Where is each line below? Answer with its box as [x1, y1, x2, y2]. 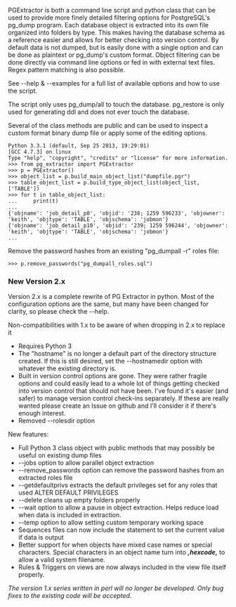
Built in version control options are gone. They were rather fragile [18, 372, 207, 380]
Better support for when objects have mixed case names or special [18, 540, 213, 549]
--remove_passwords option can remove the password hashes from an [18, 466, 224, 474]
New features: [8, 430, 49, 439]
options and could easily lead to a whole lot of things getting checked [18, 379, 220, 388]
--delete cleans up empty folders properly [18, 496, 140, 505]
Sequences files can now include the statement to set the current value [18, 526, 225, 534]
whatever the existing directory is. [18, 364, 117, 373]
